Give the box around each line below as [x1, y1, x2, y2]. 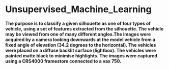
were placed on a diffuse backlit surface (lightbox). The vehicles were [5, 47, 156, 53]
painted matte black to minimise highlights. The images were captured [5, 52, 158, 59]
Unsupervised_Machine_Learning [5, 4, 152, 15]
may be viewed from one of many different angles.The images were [5, 31, 151, 37]
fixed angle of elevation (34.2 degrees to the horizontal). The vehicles [5, 42, 156, 48]
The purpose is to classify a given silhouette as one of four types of [5, 20, 151, 26]
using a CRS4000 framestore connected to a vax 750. [5, 58, 122, 64]
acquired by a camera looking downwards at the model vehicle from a [5, 37, 155, 43]
